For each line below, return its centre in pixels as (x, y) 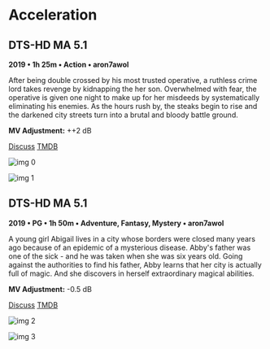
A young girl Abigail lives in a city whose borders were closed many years (132, 238)
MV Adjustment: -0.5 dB (50, 289)
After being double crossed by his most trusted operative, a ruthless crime (133, 80)
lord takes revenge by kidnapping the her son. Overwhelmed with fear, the (133, 89)
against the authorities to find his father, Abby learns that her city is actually (135, 264)
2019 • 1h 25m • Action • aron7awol (69, 64)
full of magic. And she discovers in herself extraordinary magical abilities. (131, 273)
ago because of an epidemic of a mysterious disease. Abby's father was (130, 247)
